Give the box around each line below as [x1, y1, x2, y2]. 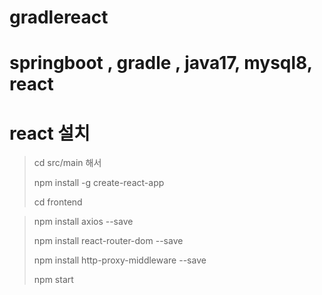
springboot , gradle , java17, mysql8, [9, 52, 313, 75]
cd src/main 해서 [33, 157, 102, 169]
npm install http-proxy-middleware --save [33, 254, 207, 266]
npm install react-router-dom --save [33, 235, 184, 247]
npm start [33, 274, 74, 286]
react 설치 [9, 122, 91, 145]
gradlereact [9, 6, 109, 29]
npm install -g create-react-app [33, 177, 165, 189]
